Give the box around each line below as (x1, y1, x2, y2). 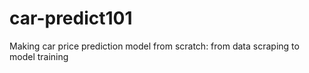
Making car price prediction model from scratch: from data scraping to (9, 40, 300, 52)
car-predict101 (9, 7, 133, 30)
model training (9, 50, 69, 62)
